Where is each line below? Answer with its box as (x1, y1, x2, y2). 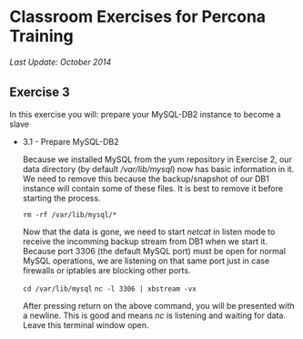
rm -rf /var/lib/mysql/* (22, 210, 117, 220)
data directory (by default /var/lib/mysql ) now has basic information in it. (22, 163, 295, 174)
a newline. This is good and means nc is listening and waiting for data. (22, 310, 287, 321)
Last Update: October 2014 (9, 56, 112, 67)
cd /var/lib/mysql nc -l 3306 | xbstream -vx (22, 284, 197, 293)
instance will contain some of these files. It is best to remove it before (22, 182, 284, 193)
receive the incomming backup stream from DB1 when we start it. (22, 235, 268, 247)
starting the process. (22, 192, 101, 203)
